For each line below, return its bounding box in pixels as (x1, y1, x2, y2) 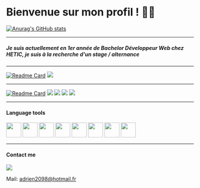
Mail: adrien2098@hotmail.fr (6, 176, 76, 183)
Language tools (6, 109, 46, 116)
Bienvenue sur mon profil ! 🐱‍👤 (6, 5, 156, 19)
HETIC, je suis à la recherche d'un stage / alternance (6, 51, 140, 58)
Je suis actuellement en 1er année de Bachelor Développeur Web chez (6, 44, 185, 51)
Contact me (6, 151, 36, 158)
